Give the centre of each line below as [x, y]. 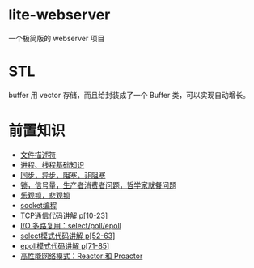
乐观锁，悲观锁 [45, 195]
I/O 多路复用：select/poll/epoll [70, 225]
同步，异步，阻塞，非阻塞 [63, 175]
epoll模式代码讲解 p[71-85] [65, 245]
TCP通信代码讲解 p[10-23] [63, 215]
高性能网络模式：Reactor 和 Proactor [81, 256]
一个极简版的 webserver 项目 [57, 38]
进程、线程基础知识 [52, 164]
